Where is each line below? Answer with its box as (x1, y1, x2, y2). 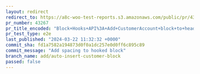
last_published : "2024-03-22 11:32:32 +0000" (5, 36, 121, 42)
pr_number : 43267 (5, 20, 49, 26)
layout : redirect (5, 8, 49, 15)
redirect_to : (5, 14, 38, 20)
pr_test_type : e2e (5, 31, 51, 37)
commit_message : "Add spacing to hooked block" (5, 48, 127, 54)
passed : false (5, 58, 41, 64)
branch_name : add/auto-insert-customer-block (5, 53, 121, 59)
